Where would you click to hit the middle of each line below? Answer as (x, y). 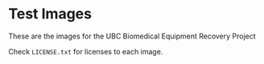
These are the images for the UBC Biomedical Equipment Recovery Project (132, 36)
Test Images (50, 14)
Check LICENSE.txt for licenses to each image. (86, 51)
